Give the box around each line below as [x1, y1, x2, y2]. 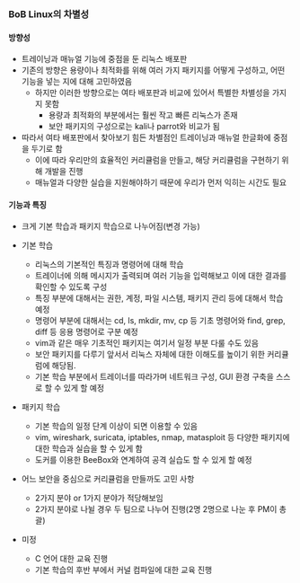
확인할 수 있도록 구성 [34, 281, 108, 293]
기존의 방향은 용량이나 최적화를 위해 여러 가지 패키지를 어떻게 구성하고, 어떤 [21, 65, 286, 75]
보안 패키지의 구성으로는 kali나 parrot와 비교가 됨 [48, 121, 221, 132]
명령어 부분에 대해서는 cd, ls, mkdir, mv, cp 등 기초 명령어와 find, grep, [34, 315, 287, 326]
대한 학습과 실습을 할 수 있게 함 [34, 443, 143, 455]
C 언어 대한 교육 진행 [34, 553, 109, 564]
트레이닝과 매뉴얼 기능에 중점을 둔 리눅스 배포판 [21, 54, 188, 65]
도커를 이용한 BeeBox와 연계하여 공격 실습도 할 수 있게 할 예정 [34, 455, 252, 465]
